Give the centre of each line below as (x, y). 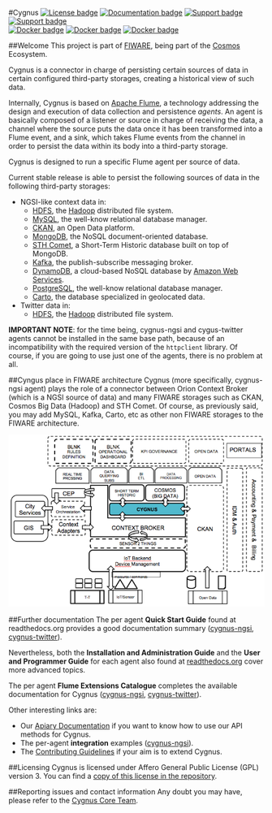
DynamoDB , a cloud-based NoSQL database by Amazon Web (135, 271)
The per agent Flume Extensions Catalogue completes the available (123, 685)
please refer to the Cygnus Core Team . (73, 800)
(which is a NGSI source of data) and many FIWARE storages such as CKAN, (136, 397)
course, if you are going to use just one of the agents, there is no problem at (136, 356)
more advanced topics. (47, 669)
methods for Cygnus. (56, 734)
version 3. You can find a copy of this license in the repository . (113, 776)
